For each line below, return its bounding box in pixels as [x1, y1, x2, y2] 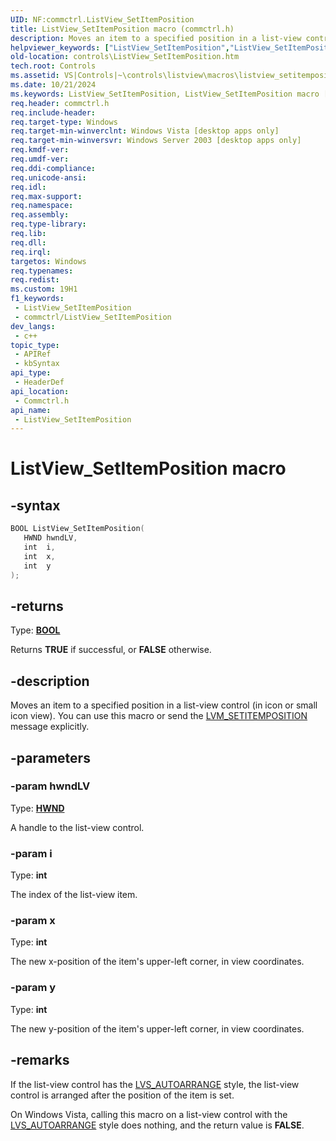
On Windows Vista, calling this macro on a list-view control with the [10, 1108, 288, 1120]
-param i [10, 846, 53, 860]
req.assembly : [10, 210, 70, 220]
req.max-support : [10, 191, 83, 201]
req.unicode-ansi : [10, 172, 87, 183]
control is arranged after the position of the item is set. [10, 1089, 235, 1101]
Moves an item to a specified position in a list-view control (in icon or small [10, 699, 318, 711]
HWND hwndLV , [23, 533, 78, 543]
